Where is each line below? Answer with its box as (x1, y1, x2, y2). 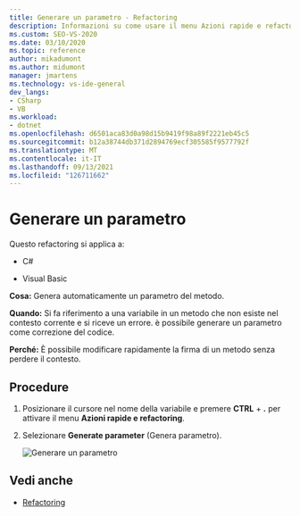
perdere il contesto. (9, 354, 81, 364)
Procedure (9, 379, 70, 395)
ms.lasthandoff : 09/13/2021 (9, 162, 114, 171)
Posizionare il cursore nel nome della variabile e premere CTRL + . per (21, 404, 281, 413)
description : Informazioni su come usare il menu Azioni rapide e (9, 21, 262, 30)
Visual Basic (21, 273, 68, 284)
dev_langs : (9, 87, 50, 96)
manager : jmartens (9, 71, 78, 80)
